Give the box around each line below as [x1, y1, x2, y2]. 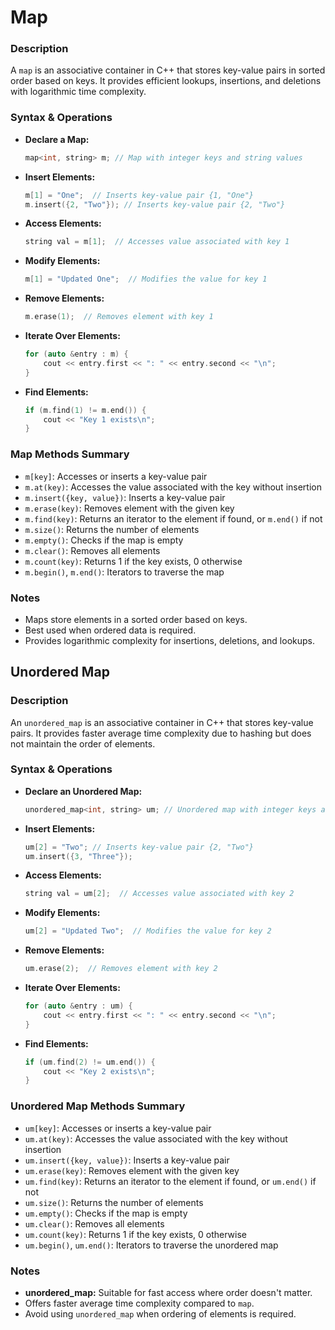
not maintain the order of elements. [10, 737, 156, 750]
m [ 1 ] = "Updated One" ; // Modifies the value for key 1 [24, 274, 268, 285]
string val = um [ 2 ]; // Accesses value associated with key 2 [24, 889, 295, 899]
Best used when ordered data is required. [24, 624, 197, 636]
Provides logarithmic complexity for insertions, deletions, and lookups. [24, 634, 315, 646]
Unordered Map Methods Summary [10, 1099, 186, 1113]
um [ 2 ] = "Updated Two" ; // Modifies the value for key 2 [24, 926, 272, 936]
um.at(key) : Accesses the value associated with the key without [24, 1132, 288, 1145]
